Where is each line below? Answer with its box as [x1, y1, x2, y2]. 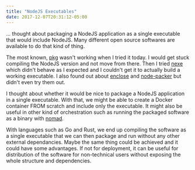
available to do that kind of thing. [6, 42, 85, 50]
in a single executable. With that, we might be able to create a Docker [6, 96, 173, 103]
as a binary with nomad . [6, 115, 64, 122]
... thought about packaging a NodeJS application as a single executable [6, 30, 180, 37]
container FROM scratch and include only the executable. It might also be [6, 102, 183, 109]
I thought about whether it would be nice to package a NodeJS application [6, 90, 185, 97]
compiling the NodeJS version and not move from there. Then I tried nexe [6, 60, 183, 67]
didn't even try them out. [6, 78, 65, 85]
